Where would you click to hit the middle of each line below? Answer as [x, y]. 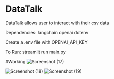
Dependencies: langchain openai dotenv [47, 32]
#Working [15, 61]
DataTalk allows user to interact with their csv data [57, 23]
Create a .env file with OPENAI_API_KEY [46, 42]
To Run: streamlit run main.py [36, 52]
